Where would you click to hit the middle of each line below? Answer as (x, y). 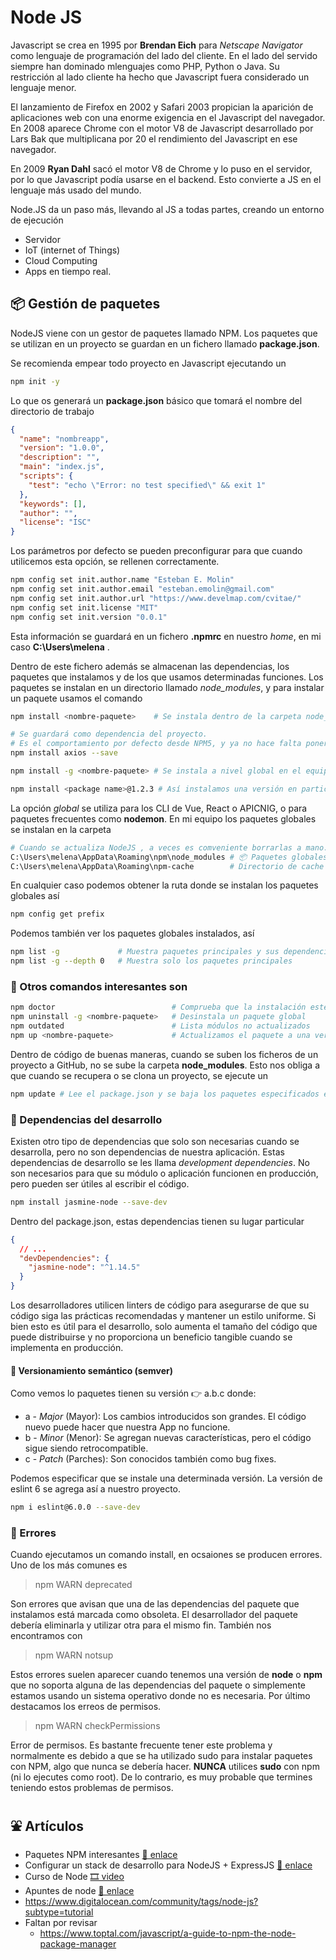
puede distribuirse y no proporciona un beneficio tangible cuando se (151, 1337)
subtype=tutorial (59, 1912)
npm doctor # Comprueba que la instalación (158, 1007)
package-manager (78, 1944)
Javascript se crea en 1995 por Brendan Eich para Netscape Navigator (156, 45)
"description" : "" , (60, 457)
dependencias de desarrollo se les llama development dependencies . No (160, 1162)
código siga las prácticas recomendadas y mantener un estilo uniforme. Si (163, 1316)
